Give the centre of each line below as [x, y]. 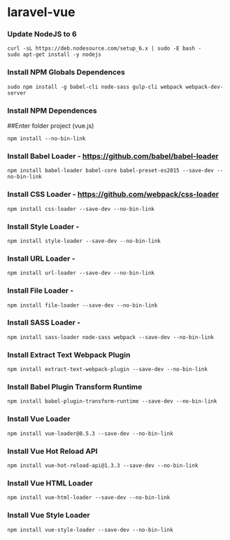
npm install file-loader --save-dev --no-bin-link [82, 305]
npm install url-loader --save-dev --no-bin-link [81, 273]
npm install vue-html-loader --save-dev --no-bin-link [89, 498]
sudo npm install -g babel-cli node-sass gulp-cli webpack [95, 87]
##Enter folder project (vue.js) [51, 126]
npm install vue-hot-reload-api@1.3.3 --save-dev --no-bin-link [103, 466]
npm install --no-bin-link [46, 139]
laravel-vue [41, 12]
